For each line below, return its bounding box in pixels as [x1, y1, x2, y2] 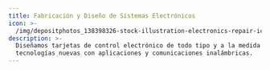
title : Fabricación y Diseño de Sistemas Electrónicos [8, 11, 196, 20]
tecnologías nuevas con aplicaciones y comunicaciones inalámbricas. [15, 49, 253, 57]
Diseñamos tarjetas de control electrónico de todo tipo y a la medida [15, 42, 261, 50]
